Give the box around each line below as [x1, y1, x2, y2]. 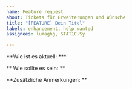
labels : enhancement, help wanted [6, 25, 94, 32]
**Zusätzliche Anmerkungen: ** [6, 76, 87, 84]
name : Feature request [6, 8, 64, 15]
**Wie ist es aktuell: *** [6, 53, 67, 60]
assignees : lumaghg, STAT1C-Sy [6, 31, 85, 37]
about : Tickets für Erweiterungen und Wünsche [6, 14, 126, 20]
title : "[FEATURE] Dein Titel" [6, 20, 85, 26]
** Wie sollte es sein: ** [6, 64, 65, 72]
